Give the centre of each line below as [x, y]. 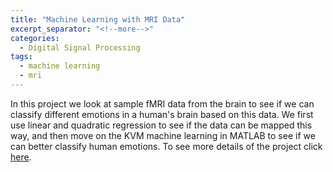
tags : [21, 57]
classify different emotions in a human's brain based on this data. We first [162, 114]
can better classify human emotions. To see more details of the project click [166, 146]
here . [21, 157]
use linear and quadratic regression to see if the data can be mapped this [161, 125]
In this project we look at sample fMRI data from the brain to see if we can [162, 103]
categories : [35, 38]
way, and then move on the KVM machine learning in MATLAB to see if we [163, 135]
